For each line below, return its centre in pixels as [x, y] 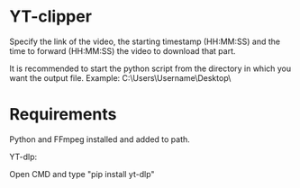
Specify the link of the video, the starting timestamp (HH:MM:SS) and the [145, 41]
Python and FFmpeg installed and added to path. [100, 139]
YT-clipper [51, 17]
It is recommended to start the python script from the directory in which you [150, 68]
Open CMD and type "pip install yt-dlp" [82, 174]
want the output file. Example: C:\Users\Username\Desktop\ [120, 77]
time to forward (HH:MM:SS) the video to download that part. [123, 50]
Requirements [63, 115]
